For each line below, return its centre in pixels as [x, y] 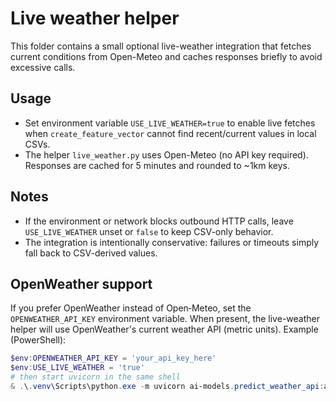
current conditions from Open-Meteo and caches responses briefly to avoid [166, 56]
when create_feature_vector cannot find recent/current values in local [170, 133]
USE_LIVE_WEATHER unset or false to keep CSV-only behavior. [149, 231]
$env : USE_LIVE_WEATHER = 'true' [77, 368]
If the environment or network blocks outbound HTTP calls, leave [159, 221]
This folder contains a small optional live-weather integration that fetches [161, 46]
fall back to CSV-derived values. [91, 253]
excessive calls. [43, 67]
